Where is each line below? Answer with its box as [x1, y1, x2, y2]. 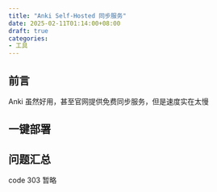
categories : [8, 34, 48, 43]
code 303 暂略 [8, 175, 57, 186]
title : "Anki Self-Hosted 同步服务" [8, 11, 127, 20]
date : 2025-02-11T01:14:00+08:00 [8, 19, 121, 27]
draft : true [8, 27, 48, 35]
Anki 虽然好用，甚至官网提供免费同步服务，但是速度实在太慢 [8, 96, 209, 106]
